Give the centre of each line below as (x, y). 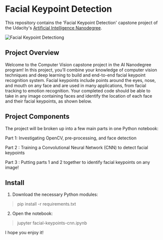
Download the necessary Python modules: (55, 194)
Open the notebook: (32, 213)
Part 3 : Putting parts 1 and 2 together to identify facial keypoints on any (78, 162)
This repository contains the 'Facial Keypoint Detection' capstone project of (81, 23)
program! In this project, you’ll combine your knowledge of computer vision (81, 70)
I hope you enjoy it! (24, 233)
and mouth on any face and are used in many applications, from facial (76, 85)
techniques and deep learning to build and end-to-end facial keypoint (75, 75)
